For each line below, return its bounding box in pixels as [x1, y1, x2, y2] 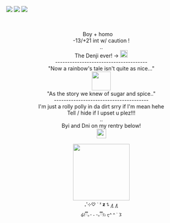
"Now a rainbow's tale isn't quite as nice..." [48, 65, 155, 72]
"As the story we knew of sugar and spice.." [47, 90, 156, 97]
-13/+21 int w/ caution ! [72, 37, 130, 44]
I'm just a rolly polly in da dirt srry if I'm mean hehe [38, 103, 165, 110]
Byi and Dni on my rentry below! [61, 122, 142, 129]
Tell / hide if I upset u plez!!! [67, 109, 136, 116]
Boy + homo [82, 31, 113, 37]
